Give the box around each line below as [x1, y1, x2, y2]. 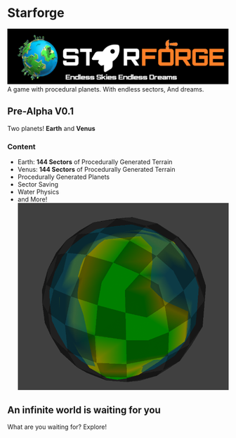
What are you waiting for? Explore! [7, 423, 107, 431]
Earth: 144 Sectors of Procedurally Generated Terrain [17, 158, 173, 166]
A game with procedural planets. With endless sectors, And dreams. [7, 85, 204, 93]
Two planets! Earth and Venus [7, 124, 96, 132]
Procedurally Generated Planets [17, 173, 110, 181]
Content [7, 142, 37, 151]
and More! [17, 195, 48, 204]
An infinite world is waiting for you [7, 403, 162, 416]
